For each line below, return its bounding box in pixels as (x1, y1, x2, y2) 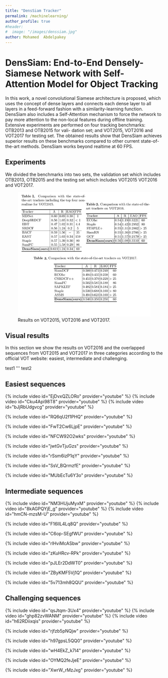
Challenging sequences (5, 594, 81, 602)
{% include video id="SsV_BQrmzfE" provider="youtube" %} (5, 463, 130, 469)
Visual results (5, 332, 49, 340)
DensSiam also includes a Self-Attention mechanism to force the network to (5, 111, 161, 117)
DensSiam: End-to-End (5, 57, 103, 69)
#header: (5, 24, 24, 29)
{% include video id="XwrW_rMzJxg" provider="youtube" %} (5, 667, 133, 673)
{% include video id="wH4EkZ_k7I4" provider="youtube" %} (5, 647, 131, 653)
